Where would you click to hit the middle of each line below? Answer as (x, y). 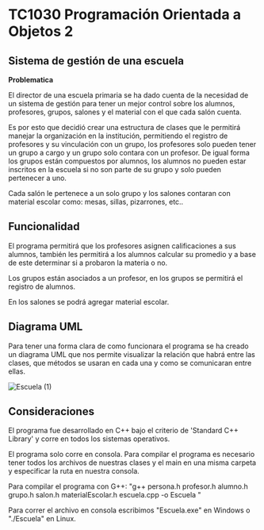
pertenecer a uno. (38, 178)
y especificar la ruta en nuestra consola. (74, 471)
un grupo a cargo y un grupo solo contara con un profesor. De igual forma (129, 153)
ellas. (17, 371)
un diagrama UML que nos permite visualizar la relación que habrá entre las (132, 354)
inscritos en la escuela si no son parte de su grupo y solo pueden (115, 169)
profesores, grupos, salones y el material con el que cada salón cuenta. (125, 112)
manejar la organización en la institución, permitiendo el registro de (118, 136)
